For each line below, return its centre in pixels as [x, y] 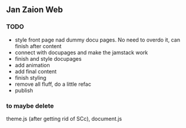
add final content [35, 71]
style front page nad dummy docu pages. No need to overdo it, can [97, 40]
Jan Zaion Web [35, 10]
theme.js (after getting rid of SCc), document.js [64, 118]
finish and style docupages [48, 58]
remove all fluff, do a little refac [53, 84]
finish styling [30, 77]
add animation [32, 65]
